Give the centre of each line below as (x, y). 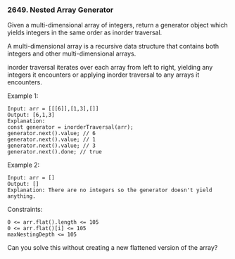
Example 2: (24, 165)
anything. (22, 196)
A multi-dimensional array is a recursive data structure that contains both (113, 46)
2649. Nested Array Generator (61, 10)
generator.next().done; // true (55, 152)
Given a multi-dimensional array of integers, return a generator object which (118, 25)
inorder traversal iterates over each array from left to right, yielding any (110, 68)
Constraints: (25, 210)
